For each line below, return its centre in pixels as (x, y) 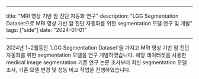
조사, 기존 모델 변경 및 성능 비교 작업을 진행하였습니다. (68, 70)
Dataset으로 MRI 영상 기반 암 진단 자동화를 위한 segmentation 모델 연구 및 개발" (99, 23)
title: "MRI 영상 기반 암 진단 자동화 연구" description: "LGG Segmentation (92, 16)
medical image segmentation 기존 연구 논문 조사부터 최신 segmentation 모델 (97, 62)
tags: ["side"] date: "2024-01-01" (46, 30)
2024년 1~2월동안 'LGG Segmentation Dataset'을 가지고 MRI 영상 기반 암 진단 (98, 47)
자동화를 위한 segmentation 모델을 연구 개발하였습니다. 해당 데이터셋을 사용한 (96, 55)
